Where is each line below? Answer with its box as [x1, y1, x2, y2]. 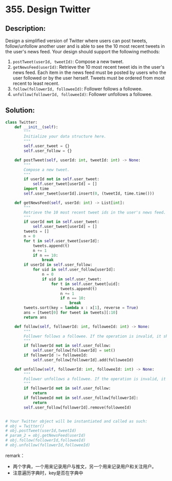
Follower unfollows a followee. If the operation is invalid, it [24, 376, 166, 381]
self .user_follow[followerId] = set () [32, 348, 116, 353]
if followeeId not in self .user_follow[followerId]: [24, 395, 139, 401]
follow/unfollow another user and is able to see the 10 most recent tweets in [5, 43, 165, 49]
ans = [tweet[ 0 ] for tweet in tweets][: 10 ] [24, 310, 118, 315]
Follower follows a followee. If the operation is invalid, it [24, 334, 161, 339]
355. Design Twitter [5, 4, 91, 15]
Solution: [5, 106, 35, 115]
